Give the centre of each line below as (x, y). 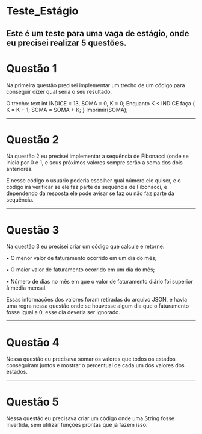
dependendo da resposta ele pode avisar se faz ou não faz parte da (90, 193)
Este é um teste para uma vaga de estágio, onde (98, 33)
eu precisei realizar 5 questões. (66, 42)
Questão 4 (33, 342)
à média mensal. (26, 288)
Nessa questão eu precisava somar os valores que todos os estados (91, 359)
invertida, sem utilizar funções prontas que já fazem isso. (77, 425)
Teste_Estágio (42, 11)
